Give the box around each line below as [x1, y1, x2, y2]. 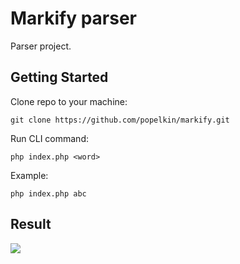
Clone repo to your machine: [10, 95, 128, 107]
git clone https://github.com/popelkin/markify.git [10, 115, 230, 125]
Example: [10, 169, 49, 181]
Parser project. [10, 40, 72, 52]
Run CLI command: [10, 132, 89, 144]
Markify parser [10, 7, 137, 30]
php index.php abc [10, 188, 87, 199]
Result [10, 216, 52, 233]
